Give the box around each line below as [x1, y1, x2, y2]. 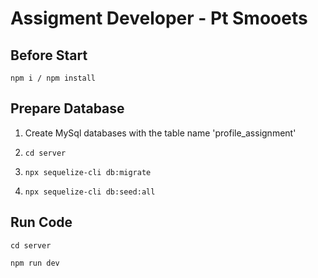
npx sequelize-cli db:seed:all [24, 187, 156, 197]
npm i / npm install [10, 73, 97, 83]
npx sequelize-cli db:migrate [24, 167, 152, 177]
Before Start [10, 47, 88, 64]
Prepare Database [10, 100, 125, 117]
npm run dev [10, 258, 60, 268]
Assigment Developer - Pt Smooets [10, 7, 308, 30]
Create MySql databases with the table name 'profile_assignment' [24, 127, 297, 139]
